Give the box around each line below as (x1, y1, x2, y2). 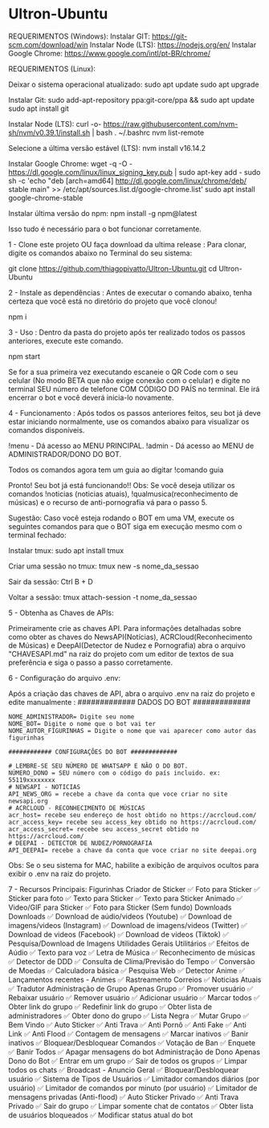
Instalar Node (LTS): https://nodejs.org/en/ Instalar (89, 39, 257, 49)
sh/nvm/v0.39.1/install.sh (8, 128, 91, 137)
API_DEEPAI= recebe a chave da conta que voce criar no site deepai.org (8, 846, 257, 854)
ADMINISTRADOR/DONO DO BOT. (8, 449, 122, 458)
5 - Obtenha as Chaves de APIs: (8, 608, 114, 617)
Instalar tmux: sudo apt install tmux (8, 545, 124, 555)
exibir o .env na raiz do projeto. (8, 869, 112, 878)
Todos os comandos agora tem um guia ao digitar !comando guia (8, 465, 224, 474)
